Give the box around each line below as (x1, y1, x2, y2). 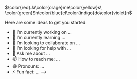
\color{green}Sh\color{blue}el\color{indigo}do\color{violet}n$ (5, 10, 132, 16)
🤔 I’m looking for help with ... (12, 45, 71, 51)
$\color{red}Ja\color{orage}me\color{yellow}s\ (5, 5, 102, 10)
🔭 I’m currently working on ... (12, 29, 72, 35)
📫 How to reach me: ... (12, 56, 60, 62)
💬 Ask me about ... (12, 50, 50, 56)
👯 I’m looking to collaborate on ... (12, 40, 80, 46)
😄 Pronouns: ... (12, 63, 45, 69)
